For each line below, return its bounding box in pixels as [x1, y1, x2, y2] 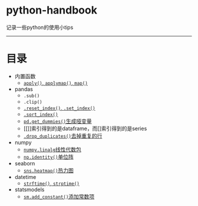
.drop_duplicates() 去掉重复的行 [23, 132, 103, 139]
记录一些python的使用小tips [6, 24, 74, 31]
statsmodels [14, 186, 45, 193]
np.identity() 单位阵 [23, 153, 74, 160]
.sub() [23, 92, 40, 99]
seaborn [14, 160, 35, 167]
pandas [14, 85, 34, 92]
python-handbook [6, 4, 97, 17]
